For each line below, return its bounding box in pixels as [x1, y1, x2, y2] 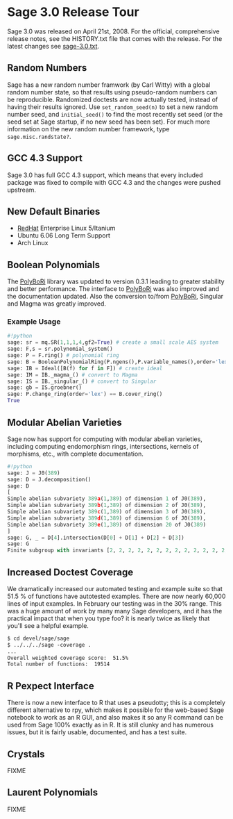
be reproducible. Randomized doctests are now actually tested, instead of [7, 95, 218, 104]
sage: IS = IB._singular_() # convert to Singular [7, 378, 157, 385]
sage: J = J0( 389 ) [7, 470, 60, 477]
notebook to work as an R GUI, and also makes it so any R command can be [7, 713, 223, 722]
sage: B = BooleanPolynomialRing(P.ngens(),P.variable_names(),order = [7, 358, 216, 365]
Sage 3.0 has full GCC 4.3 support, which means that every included [7, 171, 203, 179]
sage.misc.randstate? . [7, 132, 71, 140]
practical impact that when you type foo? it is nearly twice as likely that [7, 614, 210, 622]
